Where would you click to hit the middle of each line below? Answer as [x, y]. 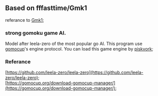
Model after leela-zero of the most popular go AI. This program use [74, 44]
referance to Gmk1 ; [25, 20]
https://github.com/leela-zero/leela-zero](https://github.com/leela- [75, 72]
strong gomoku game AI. [36, 33]
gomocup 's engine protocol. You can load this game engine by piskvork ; [79, 49]
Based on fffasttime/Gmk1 [46, 8]
